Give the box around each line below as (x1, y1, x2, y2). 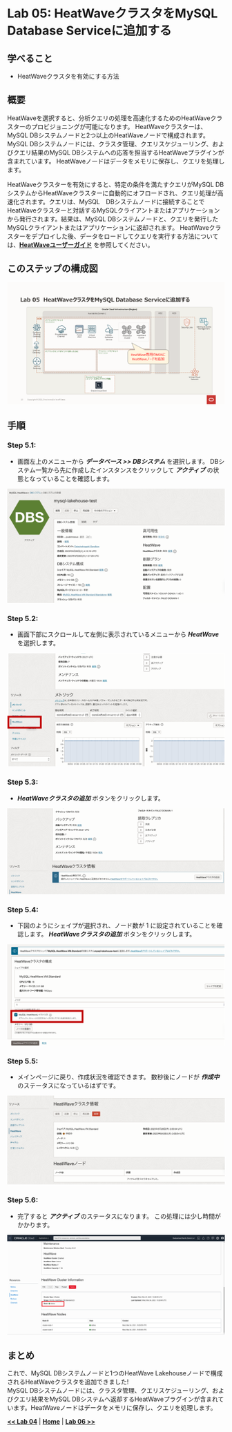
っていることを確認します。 (35, 474, 114, 482)
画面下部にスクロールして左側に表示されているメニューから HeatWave (17, 630, 220, 638)
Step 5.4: (7, 905, 39, 914)
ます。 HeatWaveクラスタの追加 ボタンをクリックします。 (29, 930, 196, 939)
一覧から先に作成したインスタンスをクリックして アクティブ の (35, 466, 213, 474)
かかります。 (17, 1220, 54, 1228)
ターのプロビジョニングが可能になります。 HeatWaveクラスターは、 (12, 122, 207, 130)
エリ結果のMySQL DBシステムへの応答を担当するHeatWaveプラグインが (19, 148, 224, 157)
